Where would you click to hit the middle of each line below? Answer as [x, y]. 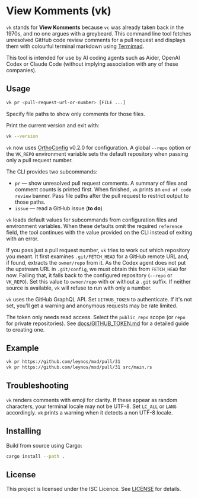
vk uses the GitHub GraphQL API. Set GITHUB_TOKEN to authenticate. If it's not [99, 299]
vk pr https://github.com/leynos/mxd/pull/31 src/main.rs [79, 367]
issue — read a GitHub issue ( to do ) [58, 208]
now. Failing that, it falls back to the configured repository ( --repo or [90, 275]
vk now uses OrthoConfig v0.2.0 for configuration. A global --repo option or [99, 147]
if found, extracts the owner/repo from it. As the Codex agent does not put [96, 262]
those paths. [30, 202]
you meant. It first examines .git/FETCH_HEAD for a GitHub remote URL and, [97, 256]
